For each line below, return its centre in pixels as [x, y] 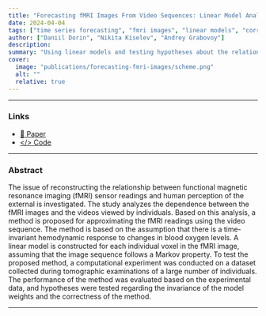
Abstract [26, 170]
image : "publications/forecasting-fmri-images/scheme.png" [115, 67]
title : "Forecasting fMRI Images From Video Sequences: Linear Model [125, 15]
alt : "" [28, 74]
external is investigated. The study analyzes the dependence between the [129, 204]
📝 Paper [32, 134]
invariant [23, 238]
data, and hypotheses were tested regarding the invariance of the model [126, 288]
